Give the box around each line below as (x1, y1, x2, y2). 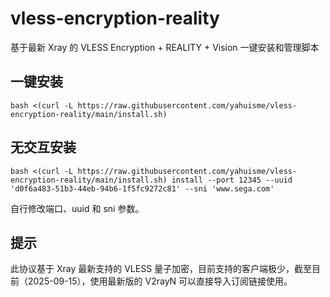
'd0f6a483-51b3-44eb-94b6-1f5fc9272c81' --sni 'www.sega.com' (10, 183, 275, 194)
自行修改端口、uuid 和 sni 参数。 (10, 202, 145, 214)
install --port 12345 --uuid (171, 175, 293, 185)
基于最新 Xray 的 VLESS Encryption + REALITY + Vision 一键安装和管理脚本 (10, 41, 320, 53)
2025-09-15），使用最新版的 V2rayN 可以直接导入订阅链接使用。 (27, 275, 293, 287)
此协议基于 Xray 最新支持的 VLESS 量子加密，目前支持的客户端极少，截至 (10, 263, 313, 275)
